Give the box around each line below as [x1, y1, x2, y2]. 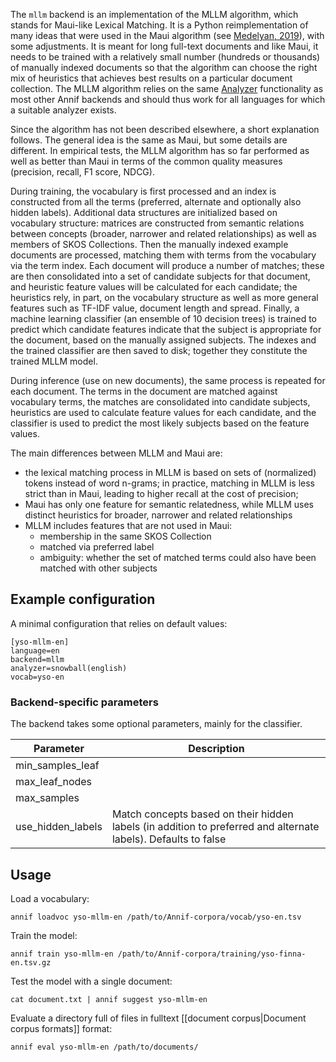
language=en [10, 645, 60, 656]
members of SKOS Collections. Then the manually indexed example [10, 239, 289, 250]
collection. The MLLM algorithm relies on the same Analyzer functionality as [10, 83, 324, 94]
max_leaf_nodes [15, 775, 93, 789]
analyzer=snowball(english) [10, 663, 128, 673]
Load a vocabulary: [10, 892, 90, 904]
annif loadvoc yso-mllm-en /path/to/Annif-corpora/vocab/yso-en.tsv [10, 912, 302, 922]
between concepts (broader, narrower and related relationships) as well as [10, 228, 317, 239]
